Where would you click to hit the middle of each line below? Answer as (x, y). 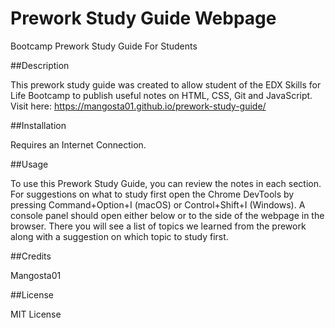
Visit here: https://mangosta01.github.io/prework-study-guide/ (138, 106)
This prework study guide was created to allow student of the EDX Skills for (166, 84)
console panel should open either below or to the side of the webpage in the (167, 215)
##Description (40, 65)
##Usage (29, 164)
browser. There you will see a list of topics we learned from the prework (158, 226)
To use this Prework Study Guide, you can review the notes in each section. (166, 183)
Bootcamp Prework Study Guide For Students (104, 46)
